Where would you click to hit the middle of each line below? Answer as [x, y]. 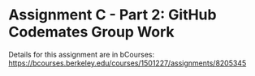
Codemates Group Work [91, 32]
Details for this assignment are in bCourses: [82, 54]
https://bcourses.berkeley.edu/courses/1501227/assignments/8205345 [127, 63]
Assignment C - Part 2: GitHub [112, 15]
